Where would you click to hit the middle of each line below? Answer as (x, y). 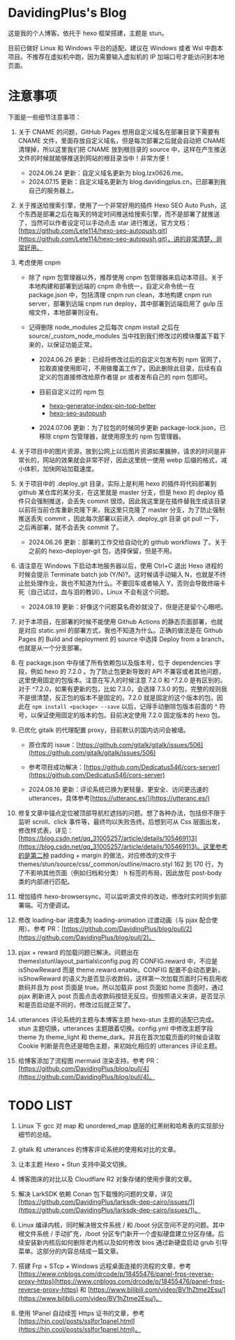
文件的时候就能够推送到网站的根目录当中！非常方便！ (94, 158)
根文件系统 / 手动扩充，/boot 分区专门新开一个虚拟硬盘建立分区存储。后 (121, 1233)
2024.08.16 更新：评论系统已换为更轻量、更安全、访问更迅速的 (118, 789)
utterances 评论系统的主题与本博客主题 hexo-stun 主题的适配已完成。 (118, 1019)
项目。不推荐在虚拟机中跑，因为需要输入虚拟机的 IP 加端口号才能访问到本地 (116, 57)
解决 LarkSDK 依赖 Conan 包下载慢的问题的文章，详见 (96, 1194)
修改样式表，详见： (46, 830)
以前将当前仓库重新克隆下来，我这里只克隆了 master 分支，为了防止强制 (121, 510)
